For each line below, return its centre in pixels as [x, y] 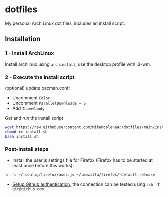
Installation [23, 39]
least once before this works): [43, 165]
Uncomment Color [31, 97]
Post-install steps [27, 149]
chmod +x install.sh [27, 132]
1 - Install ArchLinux [30, 53]
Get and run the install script [34, 118]
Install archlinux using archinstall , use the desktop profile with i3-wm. [78, 64]
